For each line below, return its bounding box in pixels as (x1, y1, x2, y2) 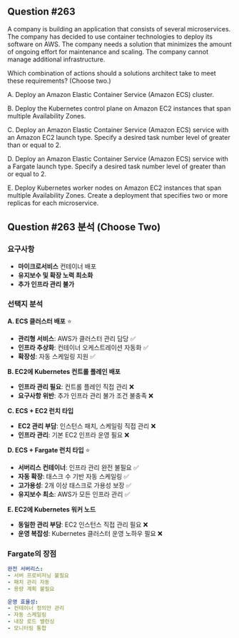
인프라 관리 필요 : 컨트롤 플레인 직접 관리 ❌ (17, 382, 134, 391)
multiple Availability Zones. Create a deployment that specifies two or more (7, 191, 228, 199)
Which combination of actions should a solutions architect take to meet (7, 69, 216, 77)
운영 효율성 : (7, 598, 39, 605)
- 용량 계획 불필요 (7, 585, 55, 592)
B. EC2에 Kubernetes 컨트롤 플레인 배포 (7, 367, 121, 375)
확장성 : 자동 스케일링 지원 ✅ (17, 352, 96, 360)
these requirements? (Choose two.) (7, 76, 112, 85)
